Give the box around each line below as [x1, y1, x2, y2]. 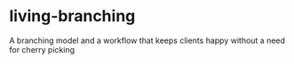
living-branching [9, 6, 136, 26]
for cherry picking [9, 44, 75, 54]
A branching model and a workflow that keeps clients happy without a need [9, 35, 286, 46]
